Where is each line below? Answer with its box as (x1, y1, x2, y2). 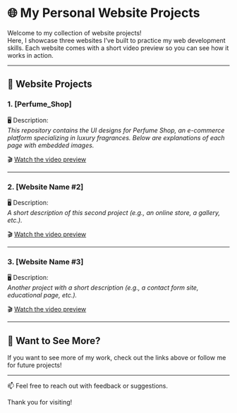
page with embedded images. (7, 141, 95, 149)
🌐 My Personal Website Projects (7, 5, 200, 21)
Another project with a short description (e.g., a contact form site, (7, 283, 199, 292)
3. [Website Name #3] (7, 257, 84, 266)
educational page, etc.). (7, 291, 78, 300)
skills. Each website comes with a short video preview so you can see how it (7, 44, 229, 52)
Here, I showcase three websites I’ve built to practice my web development (7, 36, 226, 44)
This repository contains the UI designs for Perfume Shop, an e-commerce (7, 125, 225, 135)
